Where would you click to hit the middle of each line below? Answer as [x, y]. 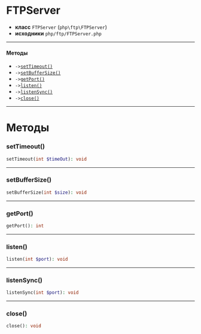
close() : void [24, 326]
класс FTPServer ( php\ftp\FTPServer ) [61, 27]
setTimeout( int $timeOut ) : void [46, 159]
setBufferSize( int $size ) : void [46, 192]
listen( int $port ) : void [37, 259]
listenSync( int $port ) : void [42, 293]
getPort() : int [25, 225]
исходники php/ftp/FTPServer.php [58, 33]
